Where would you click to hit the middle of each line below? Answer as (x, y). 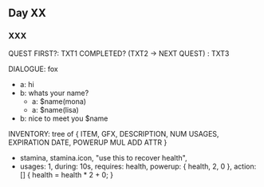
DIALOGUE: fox (33, 69)
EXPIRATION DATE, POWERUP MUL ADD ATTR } (88, 142)
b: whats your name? (54, 93)
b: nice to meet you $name (64, 118)
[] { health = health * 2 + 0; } (67, 174)
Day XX (27, 13)
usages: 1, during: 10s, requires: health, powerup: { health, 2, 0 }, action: (138, 166)
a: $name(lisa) (55, 109)
